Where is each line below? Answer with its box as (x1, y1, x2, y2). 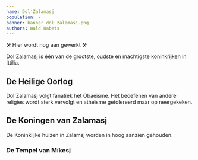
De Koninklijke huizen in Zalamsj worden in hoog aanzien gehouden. (6, 131, 174, 138)
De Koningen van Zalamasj (6, 116, 107, 126)
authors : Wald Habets (6, 25, 60, 31)
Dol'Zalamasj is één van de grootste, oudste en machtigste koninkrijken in (6, 53, 187, 60)
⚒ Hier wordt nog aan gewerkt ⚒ (6, 41, 87, 49)
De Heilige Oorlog (6, 76, 73, 87)
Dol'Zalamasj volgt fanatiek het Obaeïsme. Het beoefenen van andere (6, 92, 177, 100)
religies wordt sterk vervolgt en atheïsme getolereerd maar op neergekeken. (6, 98, 193, 105)
